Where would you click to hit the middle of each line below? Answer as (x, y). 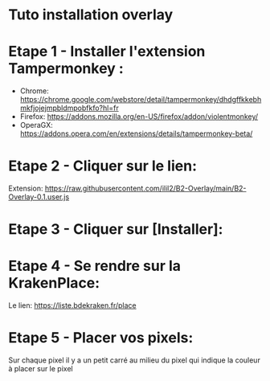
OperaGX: (37, 125)
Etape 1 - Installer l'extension (107, 52)
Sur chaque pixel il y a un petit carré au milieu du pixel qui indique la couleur (135, 360)
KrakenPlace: (54, 283)
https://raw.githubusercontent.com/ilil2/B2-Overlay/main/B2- (145, 188)
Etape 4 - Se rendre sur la (95, 266)
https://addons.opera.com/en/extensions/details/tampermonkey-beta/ (136, 133)
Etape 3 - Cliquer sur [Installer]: (116, 229)
